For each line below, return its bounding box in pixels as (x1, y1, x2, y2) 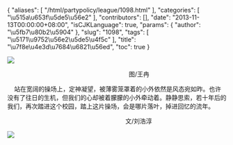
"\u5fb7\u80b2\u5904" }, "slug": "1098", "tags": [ (7, 28, 150, 36)
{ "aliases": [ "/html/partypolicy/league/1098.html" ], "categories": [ (7, 6, 200, 14)
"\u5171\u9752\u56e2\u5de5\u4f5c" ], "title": (7, 35, 136, 44)
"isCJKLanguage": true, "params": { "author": (70, 21, 201, 28)
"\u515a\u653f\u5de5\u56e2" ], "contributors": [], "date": (7, 13, 171, 22)
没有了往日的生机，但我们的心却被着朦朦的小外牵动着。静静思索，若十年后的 (7, 94, 227, 101)
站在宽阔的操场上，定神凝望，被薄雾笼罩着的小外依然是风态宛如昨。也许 (13, 85, 221, 93)
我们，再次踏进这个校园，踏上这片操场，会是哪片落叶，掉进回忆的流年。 (7, 102, 214, 110)
